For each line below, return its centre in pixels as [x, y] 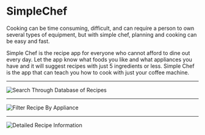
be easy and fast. [28, 41]
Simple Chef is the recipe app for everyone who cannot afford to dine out [98, 53]
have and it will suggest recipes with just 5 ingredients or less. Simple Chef [100, 66]
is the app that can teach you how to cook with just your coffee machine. [98, 72]
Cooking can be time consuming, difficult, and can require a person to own [100, 28]
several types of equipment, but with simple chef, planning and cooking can [102, 34]
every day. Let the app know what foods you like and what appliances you [99, 59]
